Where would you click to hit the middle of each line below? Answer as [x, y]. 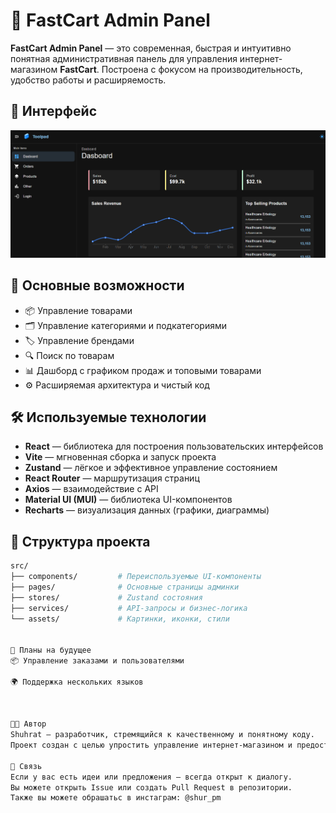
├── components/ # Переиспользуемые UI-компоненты [136, 577]
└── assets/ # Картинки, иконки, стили [120, 619]
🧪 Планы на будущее [51, 650]
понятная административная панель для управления [124, 58]
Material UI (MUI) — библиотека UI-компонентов [128, 500]
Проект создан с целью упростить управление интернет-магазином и [151, 745]
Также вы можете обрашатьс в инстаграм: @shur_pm [116, 798]
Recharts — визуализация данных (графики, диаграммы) [147, 510]
